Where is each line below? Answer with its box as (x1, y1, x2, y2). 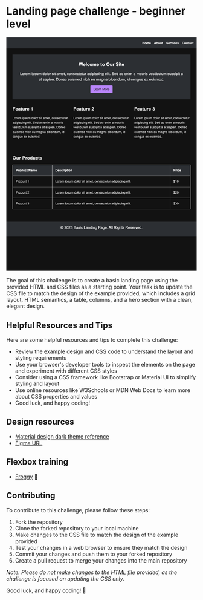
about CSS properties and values (14, 393, 98, 400)
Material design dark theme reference (14, 432, 109, 440)
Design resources (6, 417, 74, 427)
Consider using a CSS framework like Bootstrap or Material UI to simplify (14, 374, 196, 381)
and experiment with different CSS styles (14, 367, 118, 374)
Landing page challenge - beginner (6, 4, 186, 18)
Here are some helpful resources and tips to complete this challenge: (6, 336, 178, 344)
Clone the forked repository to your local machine (14, 524, 139, 532)
